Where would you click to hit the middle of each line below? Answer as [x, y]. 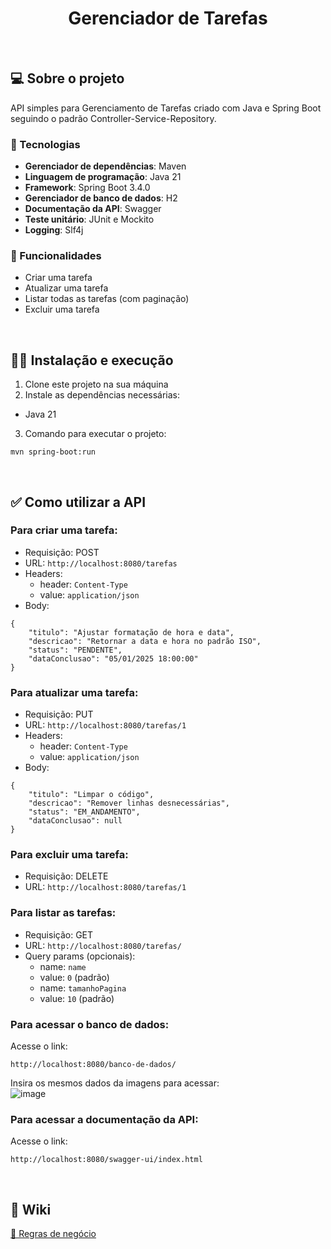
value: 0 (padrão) [74, 977]
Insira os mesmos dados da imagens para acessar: [115, 1083]
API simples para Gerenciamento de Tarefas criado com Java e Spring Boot [166, 108]
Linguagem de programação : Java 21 [103, 177]
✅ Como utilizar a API [78, 502]
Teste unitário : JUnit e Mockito [89, 219]
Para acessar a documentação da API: [104, 1119]
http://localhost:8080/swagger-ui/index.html [106, 1160]
